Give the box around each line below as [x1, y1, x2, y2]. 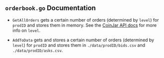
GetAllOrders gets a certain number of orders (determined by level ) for [12, 17, 159, 23]
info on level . [12, 27, 41, 33]
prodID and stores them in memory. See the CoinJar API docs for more [12, 22, 157, 28]
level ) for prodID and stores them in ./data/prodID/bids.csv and [12, 42, 146, 48]
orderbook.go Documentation [5, 4, 96, 12]
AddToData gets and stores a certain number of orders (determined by [12, 37, 155, 43]
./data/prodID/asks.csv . [12, 47, 63, 53]
